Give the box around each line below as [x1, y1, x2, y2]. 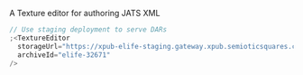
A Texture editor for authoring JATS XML [9, 8, 161, 18]
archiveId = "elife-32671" [17, 50, 111, 60]
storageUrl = [17, 42, 63, 51]
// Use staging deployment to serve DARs [9, 25, 168, 34]
